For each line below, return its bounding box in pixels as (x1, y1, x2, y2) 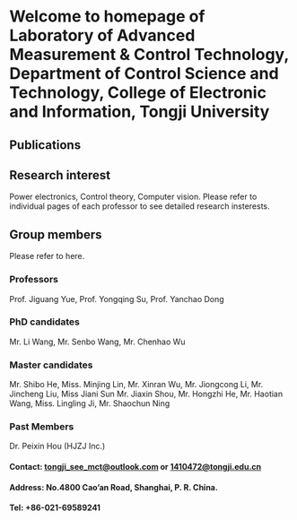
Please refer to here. (9, 251, 85, 262)
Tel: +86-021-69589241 (9, 502, 101, 513)
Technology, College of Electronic (9, 82, 267, 103)
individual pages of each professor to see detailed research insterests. (9, 201, 271, 212)
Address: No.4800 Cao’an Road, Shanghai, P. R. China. (9, 481, 218, 492)
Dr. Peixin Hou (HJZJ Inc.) (9, 441, 106, 452)
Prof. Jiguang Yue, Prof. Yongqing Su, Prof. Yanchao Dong (9, 293, 224, 304)
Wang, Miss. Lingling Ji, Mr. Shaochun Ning (9, 398, 170, 409)
